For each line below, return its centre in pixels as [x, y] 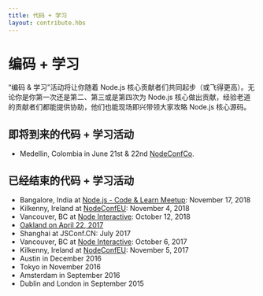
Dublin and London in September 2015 [81, 283]
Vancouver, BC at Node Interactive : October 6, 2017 [103, 242]
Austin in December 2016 [61, 259]
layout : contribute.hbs [47, 23]
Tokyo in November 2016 [60, 267]
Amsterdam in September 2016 [70, 276]
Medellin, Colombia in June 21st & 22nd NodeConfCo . [107, 154]
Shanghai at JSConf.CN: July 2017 [75, 234]
